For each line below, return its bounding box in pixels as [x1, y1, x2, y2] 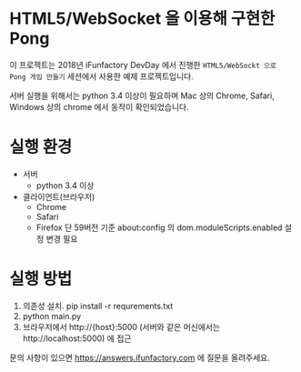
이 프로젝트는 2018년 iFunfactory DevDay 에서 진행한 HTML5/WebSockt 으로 [9, 59, 277, 70]
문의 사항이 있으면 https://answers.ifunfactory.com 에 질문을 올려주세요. [9, 352, 270, 363]
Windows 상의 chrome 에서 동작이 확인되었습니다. [9, 101, 189, 112]
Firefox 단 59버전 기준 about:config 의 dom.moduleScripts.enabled [35, 222, 283, 233]
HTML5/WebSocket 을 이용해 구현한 [9, 8, 276, 29]
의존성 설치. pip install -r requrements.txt [22, 300, 174, 311]
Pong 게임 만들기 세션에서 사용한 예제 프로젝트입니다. [9, 70, 194, 82]
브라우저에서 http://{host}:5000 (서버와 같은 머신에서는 [22, 321, 221, 332]
